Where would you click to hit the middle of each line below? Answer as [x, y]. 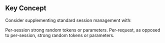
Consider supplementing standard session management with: [68, 20]
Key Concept [26, 8]
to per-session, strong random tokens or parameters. [60, 35]
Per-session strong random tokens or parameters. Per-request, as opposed [83, 30]
